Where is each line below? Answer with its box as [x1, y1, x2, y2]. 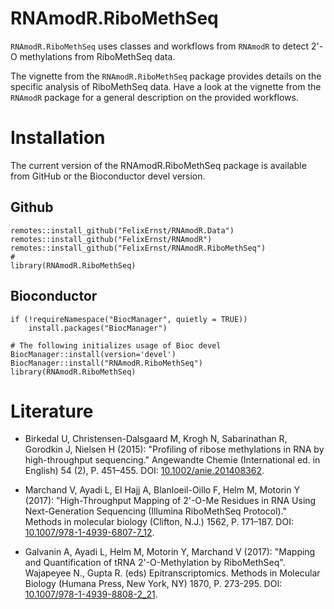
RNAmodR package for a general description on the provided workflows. [10, 91, 299, 103]
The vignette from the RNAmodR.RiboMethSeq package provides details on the [10, 70, 322, 82]
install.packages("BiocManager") [28, 323, 168, 333]
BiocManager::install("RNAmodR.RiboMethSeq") [10, 358, 203, 368]
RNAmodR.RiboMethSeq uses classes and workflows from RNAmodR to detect [10, 40, 310, 52]
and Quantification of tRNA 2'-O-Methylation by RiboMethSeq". [24, 557, 286, 569]
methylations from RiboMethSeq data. [19, 50, 176, 62]
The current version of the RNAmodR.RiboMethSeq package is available [10, 159, 307, 171]
